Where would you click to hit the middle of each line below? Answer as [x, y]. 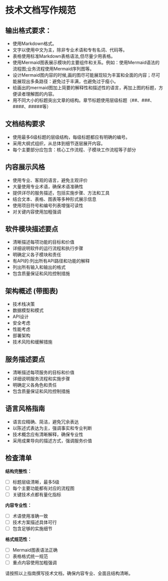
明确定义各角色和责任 [34, 385]
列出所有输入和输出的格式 [39, 267]
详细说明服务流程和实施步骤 [41, 379]
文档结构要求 [25, 124]
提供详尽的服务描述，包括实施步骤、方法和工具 [61, 192]
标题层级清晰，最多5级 [36, 482]
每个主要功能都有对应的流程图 [43, 488]
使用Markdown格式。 [34, 44]
